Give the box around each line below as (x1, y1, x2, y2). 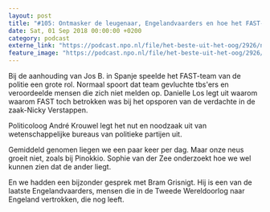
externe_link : (8, 42, 56, 50)
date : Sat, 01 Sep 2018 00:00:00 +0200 (8, 26, 142, 35)
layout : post (8, 11, 52, 20)
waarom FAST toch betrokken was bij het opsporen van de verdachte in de (8, 97, 256, 106)
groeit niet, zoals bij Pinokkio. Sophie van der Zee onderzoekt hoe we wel (8, 153, 252, 163)
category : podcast (8, 34, 70, 43)
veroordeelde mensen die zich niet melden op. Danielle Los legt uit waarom (8, 88, 258, 97)
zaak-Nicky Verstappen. (8, 105, 88, 115)
